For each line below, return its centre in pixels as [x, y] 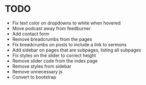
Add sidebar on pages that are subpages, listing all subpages [77, 50]
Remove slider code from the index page [55, 61]
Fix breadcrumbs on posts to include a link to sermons [69, 44]
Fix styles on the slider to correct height [54, 55]
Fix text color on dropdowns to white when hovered [66, 23]
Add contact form [31, 34]
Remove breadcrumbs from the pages [52, 39]
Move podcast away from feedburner [52, 28]
